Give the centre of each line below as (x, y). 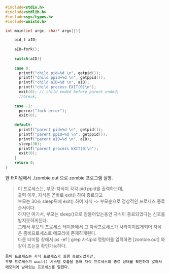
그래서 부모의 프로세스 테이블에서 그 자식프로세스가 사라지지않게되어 (85, 227)
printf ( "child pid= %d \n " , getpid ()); (60, 73)
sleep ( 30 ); (30, 144)
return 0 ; (25, 163)
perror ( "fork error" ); (43, 111)
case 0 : (22, 68)
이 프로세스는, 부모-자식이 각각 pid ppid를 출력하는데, (71, 189)
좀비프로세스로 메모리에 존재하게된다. (60, 233)
